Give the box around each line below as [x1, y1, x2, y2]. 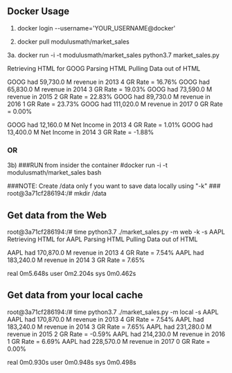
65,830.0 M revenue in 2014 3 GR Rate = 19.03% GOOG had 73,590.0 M [7, 85, 213, 93]
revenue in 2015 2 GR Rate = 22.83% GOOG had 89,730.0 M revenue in [7, 92, 211, 101]
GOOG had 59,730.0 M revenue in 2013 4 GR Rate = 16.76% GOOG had [7, 78, 210, 86]
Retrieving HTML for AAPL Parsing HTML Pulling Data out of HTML [7, 235, 198, 243]
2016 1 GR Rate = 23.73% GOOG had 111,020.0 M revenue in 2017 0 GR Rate [7, 100, 223, 108]
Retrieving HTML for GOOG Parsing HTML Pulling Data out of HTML [7, 64, 201, 72]
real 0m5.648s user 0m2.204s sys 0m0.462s [7, 269, 136, 277]
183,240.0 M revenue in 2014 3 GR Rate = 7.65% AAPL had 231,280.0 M [7, 322, 213, 331]
